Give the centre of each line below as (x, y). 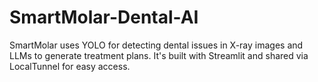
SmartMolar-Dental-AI (104, 17)
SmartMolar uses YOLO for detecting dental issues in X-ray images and (156, 45)
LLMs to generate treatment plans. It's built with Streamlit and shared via (159, 55)
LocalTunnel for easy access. (70, 66)
